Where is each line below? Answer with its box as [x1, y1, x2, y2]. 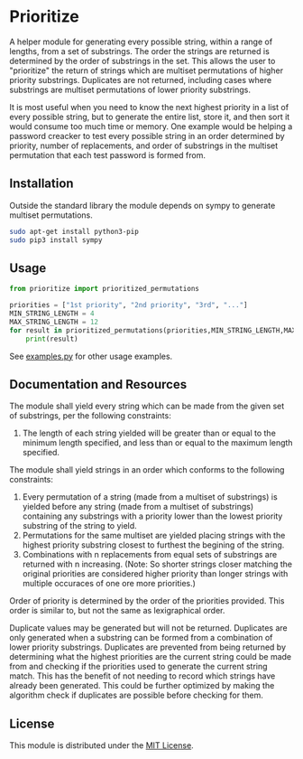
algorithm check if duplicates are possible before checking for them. [9, 689, 264, 701]
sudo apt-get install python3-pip [9, 227, 140, 236]
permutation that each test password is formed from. [9, 149, 206, 160]
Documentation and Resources [9, 377, 188, 392]
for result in [9, 325, 63, 335]
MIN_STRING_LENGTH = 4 [9, 309, 95, 318]
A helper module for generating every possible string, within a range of [9, 36, 273, 47]
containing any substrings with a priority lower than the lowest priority [22, 511, 283, 521]
